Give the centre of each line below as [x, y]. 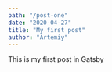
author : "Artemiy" [38, 37]
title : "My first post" [47, 30]
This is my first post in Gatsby [56, 59]
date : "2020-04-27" [40, 23]
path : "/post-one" [38, 15]
